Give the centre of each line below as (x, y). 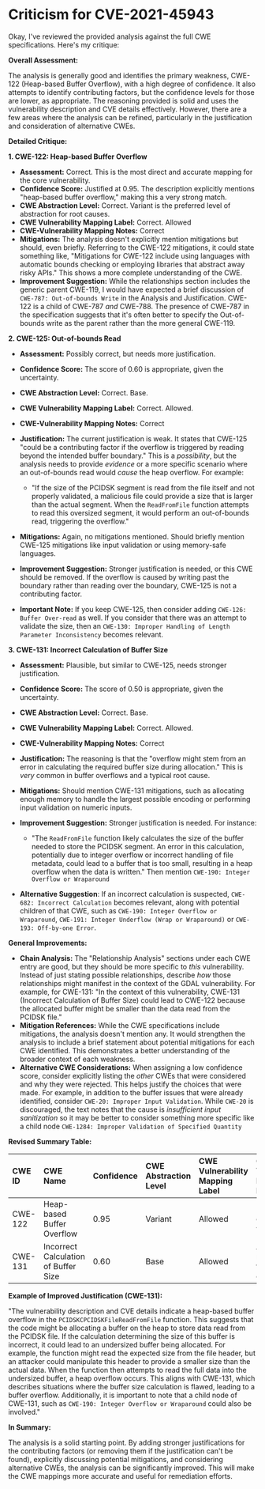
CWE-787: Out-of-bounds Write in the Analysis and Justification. (123, 297)
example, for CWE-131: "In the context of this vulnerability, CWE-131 (130, 992)
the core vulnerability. (55, 180)
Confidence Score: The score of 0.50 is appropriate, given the (121, 689)
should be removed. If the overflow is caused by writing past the (124, 577)
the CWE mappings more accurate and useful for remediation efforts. (120, 1476)
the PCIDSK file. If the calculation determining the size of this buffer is (121, 1336)
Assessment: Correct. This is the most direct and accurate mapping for (136, 172)
